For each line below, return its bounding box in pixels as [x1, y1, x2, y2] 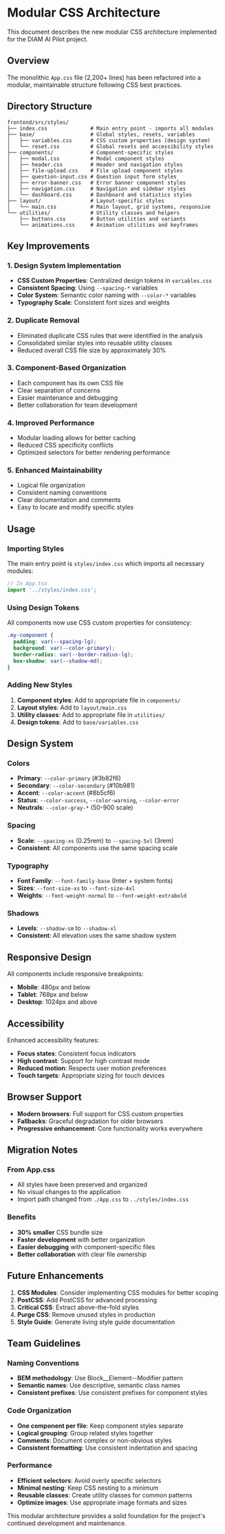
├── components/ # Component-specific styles [7, 149, 174, 156]
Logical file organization [17, 481, 86, 490]
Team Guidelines [7, 1338, 81, 1349]
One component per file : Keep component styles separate [17, 1422, 184, 1430]
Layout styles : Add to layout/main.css [17, 703, 127, 712]
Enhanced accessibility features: [7, 1036, 100, 1044]
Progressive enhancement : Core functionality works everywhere [17, 1124, 203, 1132]
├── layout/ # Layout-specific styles [7, 197, 165, 204]
